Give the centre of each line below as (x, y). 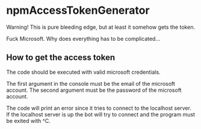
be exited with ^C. (29, 121)
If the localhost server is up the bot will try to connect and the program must (101, 114)
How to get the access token (61, 58)
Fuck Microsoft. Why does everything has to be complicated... (83, 38)
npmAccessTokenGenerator (78, 10)
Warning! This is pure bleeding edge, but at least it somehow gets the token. (101, 27)
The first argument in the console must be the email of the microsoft (91, 83)
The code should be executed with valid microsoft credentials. (83, 72)
